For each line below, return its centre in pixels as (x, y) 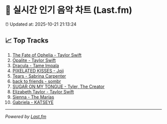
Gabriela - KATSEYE (33, 102)
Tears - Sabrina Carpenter (39, 76)
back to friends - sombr (37, 81)
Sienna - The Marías (33, 97)
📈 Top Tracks (27, 41)
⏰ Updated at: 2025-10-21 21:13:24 (41, 24)
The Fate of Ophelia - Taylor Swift (47, 55)
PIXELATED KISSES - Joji (38, 71)
